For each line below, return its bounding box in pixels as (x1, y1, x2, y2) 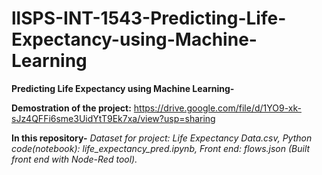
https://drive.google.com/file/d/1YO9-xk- (133, 102, 302, 114)
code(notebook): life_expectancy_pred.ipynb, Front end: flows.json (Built (11, 142, 311, 154)
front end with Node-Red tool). (11, 153, 138, 165)
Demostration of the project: (11, 102, 132, 114)
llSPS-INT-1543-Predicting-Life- (11, 7, 287, 30)
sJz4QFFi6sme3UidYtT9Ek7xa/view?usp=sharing (11, 112, 216, 124)
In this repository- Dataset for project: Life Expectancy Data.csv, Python (11, 132, 313, 144)
